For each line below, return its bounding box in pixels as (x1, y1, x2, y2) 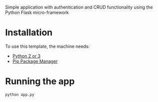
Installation (5, 27, 53, 38)
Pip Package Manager (12, 58, 58, 64)
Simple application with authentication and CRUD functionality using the (5, 4, 153, 10)
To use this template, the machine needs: (5, 43, 90, 49)
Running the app (5, 76, 75, 87)
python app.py (5, 92, 35, 97)
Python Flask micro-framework (5, 9, 69, 15)
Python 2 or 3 (12, 53, 41, 59)
